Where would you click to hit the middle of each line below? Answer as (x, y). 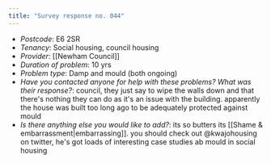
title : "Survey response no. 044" (67, 16)
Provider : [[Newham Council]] (70, 56)
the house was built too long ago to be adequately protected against (134, 107)
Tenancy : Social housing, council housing (89, 47)
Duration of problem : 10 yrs (66, 65)
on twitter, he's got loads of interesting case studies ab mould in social (138, 141)
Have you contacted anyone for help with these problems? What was (135, 81)
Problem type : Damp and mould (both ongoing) (99, 73)
